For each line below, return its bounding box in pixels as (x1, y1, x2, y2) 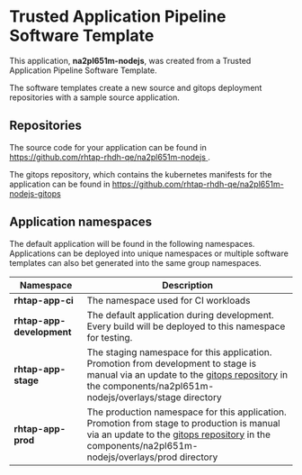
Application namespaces (9, 215, 153, 230)
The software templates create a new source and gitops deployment (9, 82, 262, 93)
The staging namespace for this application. (86, 345, 272, 358)
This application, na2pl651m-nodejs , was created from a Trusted (9, 55, 252, 66)
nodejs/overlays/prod (86, 451, 178, 463)
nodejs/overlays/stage (86, 390, 182, 403)
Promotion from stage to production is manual (86, 416, 280, 429)
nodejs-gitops (9, 187, 61, 199)
